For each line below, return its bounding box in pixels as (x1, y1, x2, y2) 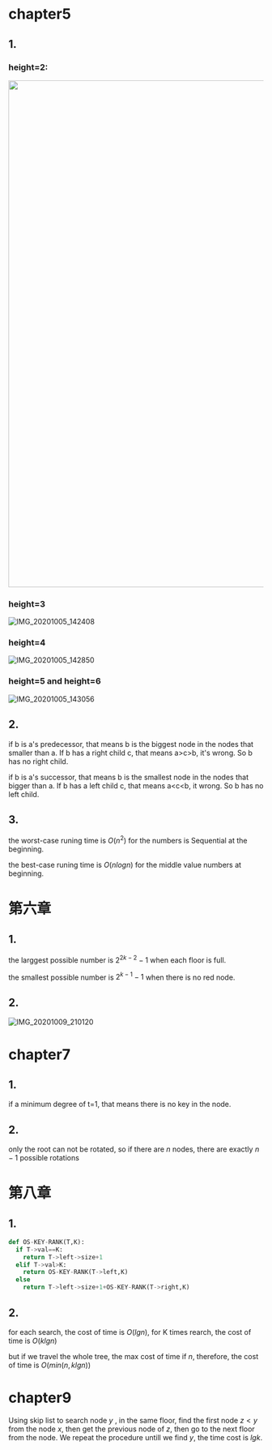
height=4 (8, 637, 46, 649)
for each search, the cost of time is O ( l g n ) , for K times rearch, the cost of (8, 1327, 252, 1336)
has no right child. (8, 756, 69, 766)
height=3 (8, 598, 46, 609)
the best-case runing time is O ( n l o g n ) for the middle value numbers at (8, 860, 241, 870)
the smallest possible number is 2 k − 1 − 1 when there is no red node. (8, 971, 236, 982)
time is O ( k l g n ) (8, 1336, 57, 1345)
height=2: (8, 62, 49, 73)
